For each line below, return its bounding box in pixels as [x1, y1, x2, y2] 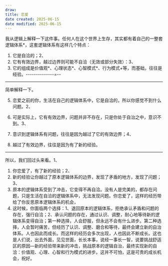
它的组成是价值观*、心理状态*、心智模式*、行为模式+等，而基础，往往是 [12, 65, 162, 71]
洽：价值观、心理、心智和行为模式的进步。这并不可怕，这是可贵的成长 [12, 249, 157, 255]
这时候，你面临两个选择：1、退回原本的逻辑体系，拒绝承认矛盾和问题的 [12, 205, 159, 211]
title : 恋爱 [5, 12, 28, 17]
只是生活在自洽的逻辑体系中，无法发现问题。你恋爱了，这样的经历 [21, 193, 157, 199]
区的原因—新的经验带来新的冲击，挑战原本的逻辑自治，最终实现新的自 [12, 243, 157, 249]
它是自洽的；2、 [12, 53, 46, 59]
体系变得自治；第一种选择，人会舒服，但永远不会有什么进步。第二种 [16, 218, 157, 224]
